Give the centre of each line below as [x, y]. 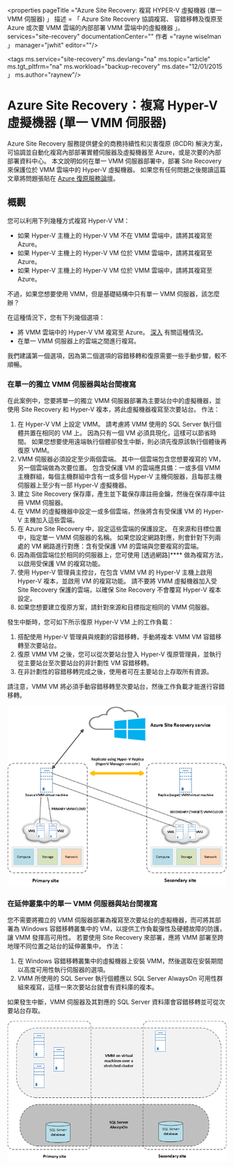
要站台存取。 [25, 1010]
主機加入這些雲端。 [51, 520]
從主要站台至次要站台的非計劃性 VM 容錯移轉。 [85, 663]
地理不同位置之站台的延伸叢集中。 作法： [66, 946]
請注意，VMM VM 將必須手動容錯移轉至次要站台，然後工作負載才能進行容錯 [116, 687]
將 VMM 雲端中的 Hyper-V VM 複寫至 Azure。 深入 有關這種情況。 [112, 332]
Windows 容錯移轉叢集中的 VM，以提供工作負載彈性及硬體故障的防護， [123, 929]
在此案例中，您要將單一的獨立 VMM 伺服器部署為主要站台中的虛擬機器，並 [114, 401]
